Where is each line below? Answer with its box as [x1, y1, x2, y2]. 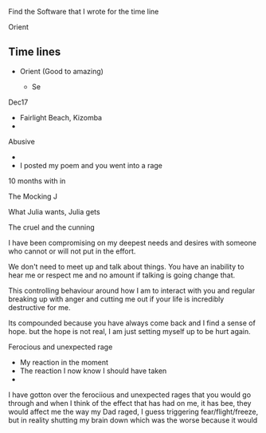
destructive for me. [8, 302, 71, 312]
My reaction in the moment [19, 357, 109, 367]
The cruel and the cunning [8, 222, 96, 232]
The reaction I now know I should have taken [19, 366, 167, 376]
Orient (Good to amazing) [19, 66, 104, 76]
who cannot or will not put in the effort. [8, 246, 136, 256]
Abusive [8, 136, 36, 146]
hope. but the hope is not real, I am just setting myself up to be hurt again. [8, 326, 251, 336]
